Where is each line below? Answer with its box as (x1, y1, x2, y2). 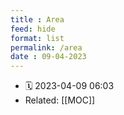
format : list (10, 33, 65, 43)
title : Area (10, 14, 65, 25)
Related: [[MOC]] (24, 94, 96, 106)
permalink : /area (10, 42, 83, 53)
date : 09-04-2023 (10, 52, 87, 62)
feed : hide (10, 24, 56, 34)
